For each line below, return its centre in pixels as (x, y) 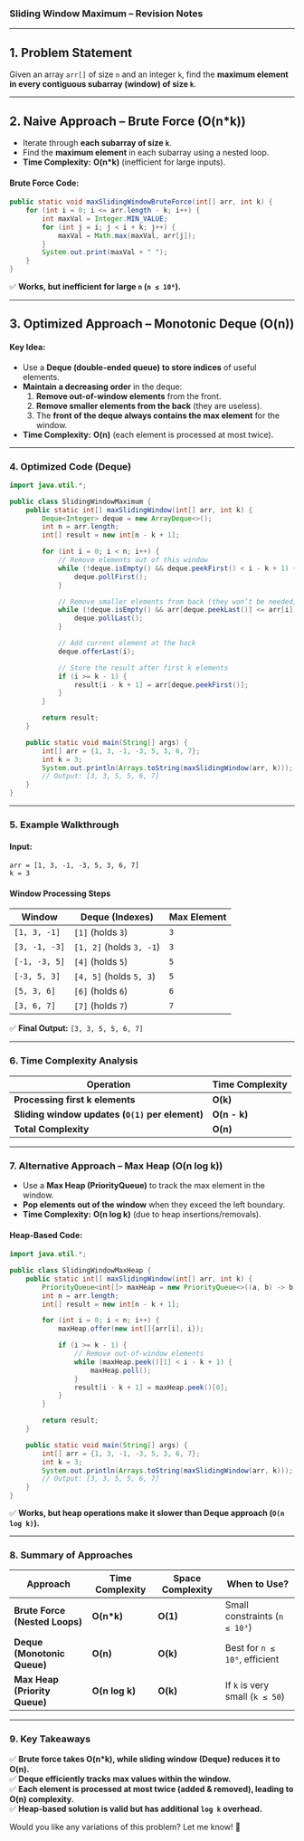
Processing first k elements (75, 1100)
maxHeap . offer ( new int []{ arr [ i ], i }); (131, 1329)
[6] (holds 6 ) (101, 991)
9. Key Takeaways (50, 1739)
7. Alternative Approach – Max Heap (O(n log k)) (116, 1166)
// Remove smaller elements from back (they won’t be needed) (177, 601)
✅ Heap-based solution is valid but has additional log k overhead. (136, 1808)
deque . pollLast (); (109, 618)
